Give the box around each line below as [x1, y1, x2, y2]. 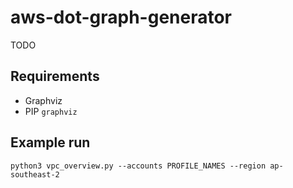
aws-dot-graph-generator [10, 6, 233, 29]
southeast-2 [10, 169, 60, 180]
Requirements [10, 68, 100, 85]
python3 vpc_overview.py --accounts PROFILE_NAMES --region [10, 161, 267, 171]
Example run [10, 134, 91, 151]
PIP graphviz [24, 105, 78, 117]
